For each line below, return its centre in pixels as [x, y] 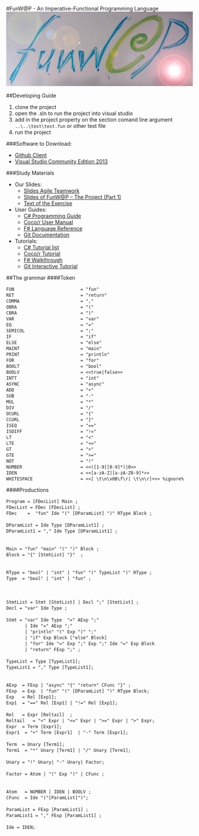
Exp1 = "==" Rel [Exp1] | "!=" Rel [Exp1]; [62, 703]
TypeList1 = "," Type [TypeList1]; [50, 667]
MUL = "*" [50, 402]
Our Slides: [28, 184]
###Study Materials [30, 173]
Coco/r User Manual [48, 222]
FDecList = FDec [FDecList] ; [44, 507]
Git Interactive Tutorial [51, 266]
